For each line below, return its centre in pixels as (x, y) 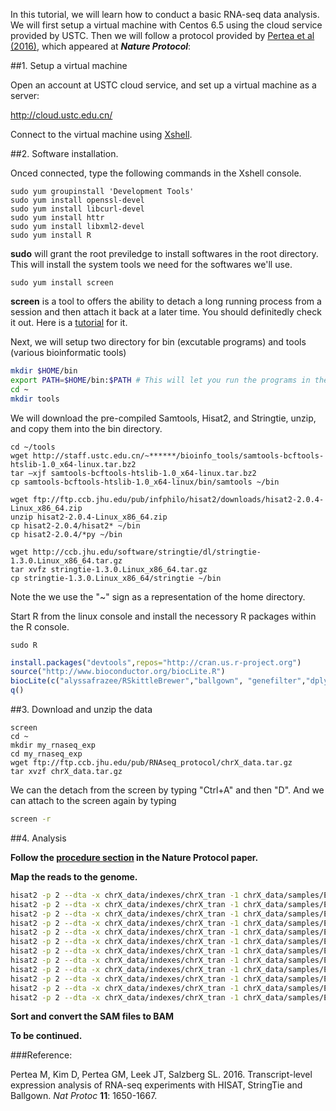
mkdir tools (35, 399)
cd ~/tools (33, 447)
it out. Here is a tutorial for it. (69, 322)
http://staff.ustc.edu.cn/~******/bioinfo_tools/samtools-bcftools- (178, 455)
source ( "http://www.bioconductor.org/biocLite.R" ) (118, 672)
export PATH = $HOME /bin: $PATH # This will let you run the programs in (160, 380)
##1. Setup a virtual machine (69, 65)
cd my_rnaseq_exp (46, 754)
